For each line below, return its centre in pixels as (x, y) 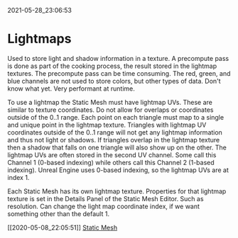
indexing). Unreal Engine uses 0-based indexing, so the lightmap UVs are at (118, 170)
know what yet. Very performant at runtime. (71, 89)
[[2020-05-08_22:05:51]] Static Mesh (63, 227)
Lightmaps (39, 39)
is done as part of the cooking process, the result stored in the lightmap (112, 66)
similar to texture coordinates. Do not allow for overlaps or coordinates (110, 110)
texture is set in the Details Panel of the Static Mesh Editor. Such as (106, 198)
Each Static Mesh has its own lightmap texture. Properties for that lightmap (117, 191)
